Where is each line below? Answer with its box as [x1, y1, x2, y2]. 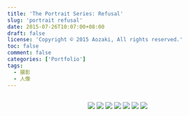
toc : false [7, 43, 39, 50]
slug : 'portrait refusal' [7, 17, 83, 24]
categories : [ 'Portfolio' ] [7, 56, 86, 63]
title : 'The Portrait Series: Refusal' [7, 10, 124, 17]
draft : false [7, 29, 45, 37]
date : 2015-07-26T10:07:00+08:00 [7, 23, 105, 30]
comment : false [7, 50, 52, 57]
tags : [7, 62, 23, 69]
